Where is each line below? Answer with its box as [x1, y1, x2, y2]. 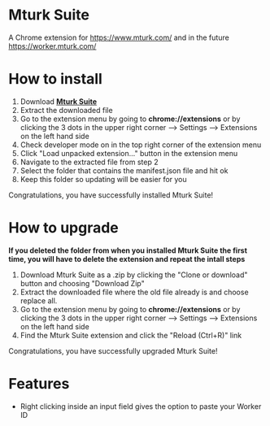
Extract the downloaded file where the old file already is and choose [20, 287, 250, 297]
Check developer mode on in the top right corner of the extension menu [20, 140, 262, 150]
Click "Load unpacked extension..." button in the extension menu [20, 148, 238, 158]
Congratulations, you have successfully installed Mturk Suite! [8, 189, 214, 200]
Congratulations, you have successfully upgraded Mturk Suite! [8, 346, 218, 355]
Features [8, 375, 70, 393]
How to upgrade [8, 219, 120, 237]
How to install [8, 70, 103, 89]
